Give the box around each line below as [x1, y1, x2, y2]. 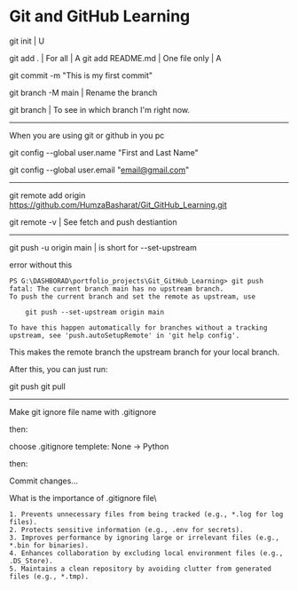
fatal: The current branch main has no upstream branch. [9, 284, 224, 293]
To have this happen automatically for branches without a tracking [9, 323, 268, 332]
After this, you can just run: [9, 363, 108, 374]
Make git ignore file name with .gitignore [9, 406, 157, 417]
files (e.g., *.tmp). [9, 571, 90, 581]
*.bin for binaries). [9, 540, 90, 550]
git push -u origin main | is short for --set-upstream [9, 242, 197, 252]
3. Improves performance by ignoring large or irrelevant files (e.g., [9, 533, 279, 542]
